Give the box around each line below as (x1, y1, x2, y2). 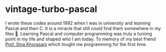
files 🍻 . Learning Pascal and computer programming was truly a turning (5, 30, 152, 36)
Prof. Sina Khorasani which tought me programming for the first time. (5, 41, 147, 47)
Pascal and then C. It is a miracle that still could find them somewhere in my (5, 25, 161, 31)
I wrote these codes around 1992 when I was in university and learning (5, 20, 151, 26)
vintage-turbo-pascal (5, 3, 97, 15)
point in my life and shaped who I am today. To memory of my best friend (5, 36, 156, 42)
